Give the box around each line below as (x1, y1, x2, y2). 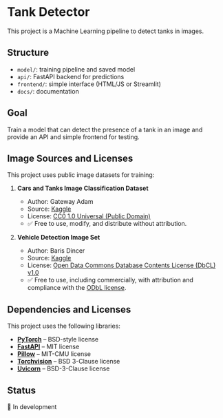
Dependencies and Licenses (7, 304, 131, 315)
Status (7, 384, 36, 396)
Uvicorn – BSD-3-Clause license (17, 364, 110, 373)
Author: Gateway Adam (27, 198, 94, 206)
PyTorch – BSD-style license (17, 335, 98, 344)
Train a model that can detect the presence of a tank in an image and (7, 125, 203, 134)
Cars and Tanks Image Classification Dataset (17, 184, 149, 193)
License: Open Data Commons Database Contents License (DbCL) (27, 261, 216, 269)
